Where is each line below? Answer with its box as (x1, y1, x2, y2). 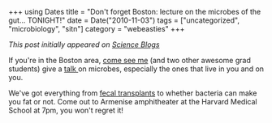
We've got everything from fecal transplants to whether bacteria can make (8, 88, 257, 98)
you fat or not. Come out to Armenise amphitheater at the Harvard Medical (8, 97, 257, 106)
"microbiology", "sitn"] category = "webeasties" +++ (8, 24, 185, 33)
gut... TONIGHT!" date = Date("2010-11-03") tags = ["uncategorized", (8, 15, 240, 25)
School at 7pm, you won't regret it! (8, 105, 124, 115)
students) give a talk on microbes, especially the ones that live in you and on (8, 64, 265, 74)
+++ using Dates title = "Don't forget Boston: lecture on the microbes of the (8, 7, 261, 16)
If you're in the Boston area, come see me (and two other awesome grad (8, 56, 252, 65)
